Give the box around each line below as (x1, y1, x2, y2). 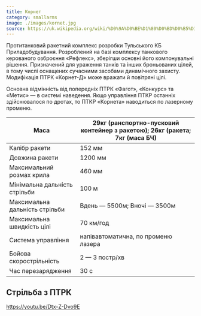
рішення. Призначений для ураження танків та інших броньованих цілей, (6, 61, 193, 68)
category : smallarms (6, 14, 58, 20)
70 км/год (80, 219, 109, 227)
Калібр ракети (9, 144, 51, 152)
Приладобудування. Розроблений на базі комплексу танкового (6, 49, 168, 56)
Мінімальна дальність (9, 180, 73, 189)
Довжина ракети (9, 154, 59, 162)
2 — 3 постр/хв (80, 253, 124, 261)
